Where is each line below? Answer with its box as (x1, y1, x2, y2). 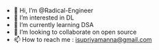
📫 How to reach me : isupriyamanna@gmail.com (13, 36, 152, 43)
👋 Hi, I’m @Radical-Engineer (13, 7, 94, 14)
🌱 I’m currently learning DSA (13, 21, 94, 28)
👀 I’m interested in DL (13, 14, 74, 22)
